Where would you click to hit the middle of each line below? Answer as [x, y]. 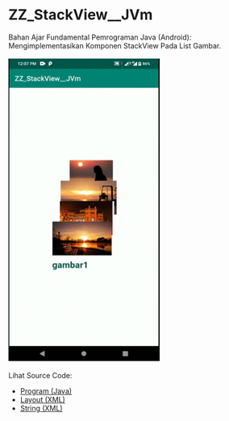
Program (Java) [46, 391]
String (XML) [41, 408]
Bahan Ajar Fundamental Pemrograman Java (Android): [100, 37]
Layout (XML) [43, 399]
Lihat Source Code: [40, 375]
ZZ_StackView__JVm [81, 15]
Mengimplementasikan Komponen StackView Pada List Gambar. [115, 45]
